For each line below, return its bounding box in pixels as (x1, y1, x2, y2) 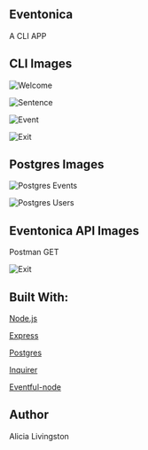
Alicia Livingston (9, 431, 69, 441)
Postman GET (9, 247, 59, 258)
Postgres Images (9, 157, 105, 172)
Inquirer (9, 365, 38, 376)
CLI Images (9, 57, 73, 72)
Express (9, 330, 39, 341)
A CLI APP (9, 30, 47, 41)
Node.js (9, 314, 38, 324)
